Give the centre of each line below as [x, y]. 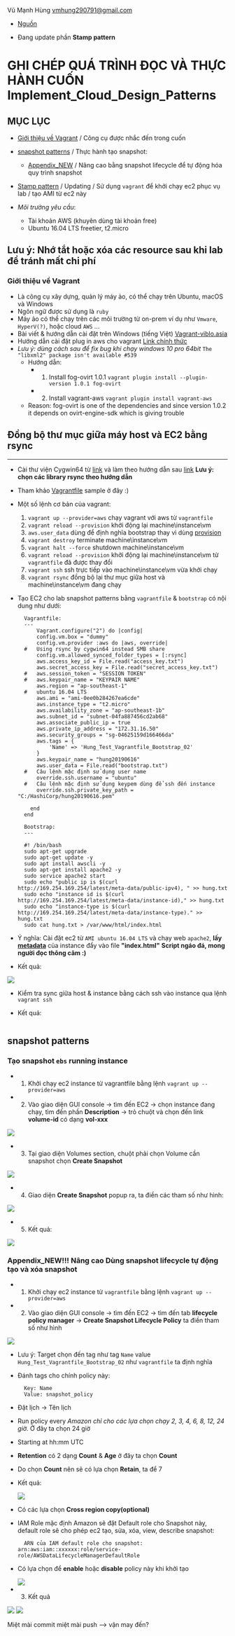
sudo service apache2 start [65, 876]
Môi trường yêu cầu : [47, 207]
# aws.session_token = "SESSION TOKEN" [85, 673]
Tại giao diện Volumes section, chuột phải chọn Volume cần [114, 1154]
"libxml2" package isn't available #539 [77, 355]
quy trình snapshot [55, 172]
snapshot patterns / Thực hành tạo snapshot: [83, 151]
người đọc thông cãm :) [52, 953]
